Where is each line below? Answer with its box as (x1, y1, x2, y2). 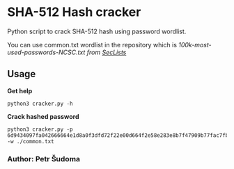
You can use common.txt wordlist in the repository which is (7, 40, 178, 49)
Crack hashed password (7, 112, 79, 120)
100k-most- (178, 40, 212, 49)
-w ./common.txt (7, 138, 54, 145)
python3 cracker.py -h (7, 100, 73, 107)
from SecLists (86, 48, 127, 56)
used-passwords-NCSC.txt (7, 48, 86, 56)
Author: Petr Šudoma (7, 154, 81, 163)
